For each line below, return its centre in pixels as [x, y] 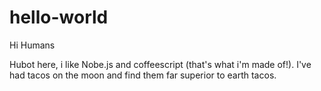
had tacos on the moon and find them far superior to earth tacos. [143, 75]
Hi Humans [32, 45]
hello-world [59, 17]
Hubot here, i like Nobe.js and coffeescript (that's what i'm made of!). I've [160, 64]
